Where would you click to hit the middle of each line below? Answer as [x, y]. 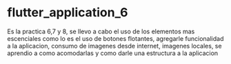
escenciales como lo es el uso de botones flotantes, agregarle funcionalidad [115, 38]
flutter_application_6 [68, 13]
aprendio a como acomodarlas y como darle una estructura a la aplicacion [113, 53]
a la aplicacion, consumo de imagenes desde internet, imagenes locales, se [114, 46]
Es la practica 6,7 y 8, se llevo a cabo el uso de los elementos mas [101, 31]
